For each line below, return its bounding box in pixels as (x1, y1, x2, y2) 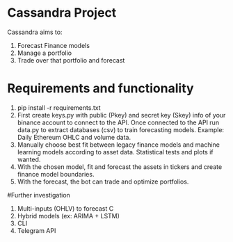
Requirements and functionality (7, 81, 194, 97)
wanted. (17, 155, 41, 163)
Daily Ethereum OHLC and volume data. (17, 133, 131, 141)
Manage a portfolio (17, 49, 72, 57)
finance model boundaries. (17, 170, 95, 178)
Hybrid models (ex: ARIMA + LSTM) (17, 211, 120, 220)
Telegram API (17, 226, 56, 234)
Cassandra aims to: (7, 28, 63, 36)
